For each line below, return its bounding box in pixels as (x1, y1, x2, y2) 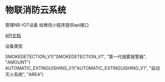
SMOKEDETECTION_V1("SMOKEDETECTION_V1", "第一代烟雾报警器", (5, 53, 147, 60)
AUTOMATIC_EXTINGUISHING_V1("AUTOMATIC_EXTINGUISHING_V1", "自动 (5, 65, 160, 71)
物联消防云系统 (5, 4, 67, 16)
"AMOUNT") (5, 59, 31, 65)
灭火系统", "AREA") (5, 71, 44, 77)
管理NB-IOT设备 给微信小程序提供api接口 (5, 22, 89, 28)
